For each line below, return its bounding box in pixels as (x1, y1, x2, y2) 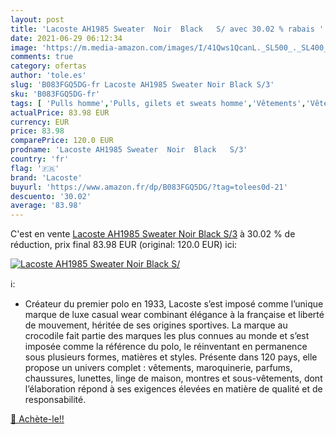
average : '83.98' (10, 201, 83, 211)
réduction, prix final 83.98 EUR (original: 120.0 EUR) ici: (10, 239, 238, 251)
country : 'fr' (10, 154, 70, 164)
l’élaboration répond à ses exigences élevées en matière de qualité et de (24, 383, 323, 395)
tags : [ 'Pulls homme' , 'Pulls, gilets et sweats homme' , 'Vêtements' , (10, 98, 307, 108)
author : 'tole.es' (10, 71, 87, 81)
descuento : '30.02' (10, 191, 92, 201)
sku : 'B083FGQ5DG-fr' (10, 89, 101, 99)
